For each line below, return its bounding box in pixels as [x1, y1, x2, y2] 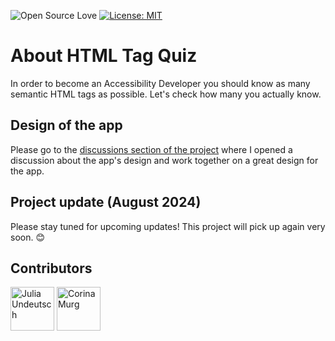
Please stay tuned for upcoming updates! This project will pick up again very [10, 220, 326, 232]
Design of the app [10, 117, 123, 134]
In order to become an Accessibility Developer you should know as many [10, 77, 311, 89]
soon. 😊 [10, 231, 46, 243]
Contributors [10, 260, 93, 277]
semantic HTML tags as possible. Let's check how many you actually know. [10, 88, 322, 100]
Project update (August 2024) [10, 194, 202, 211]
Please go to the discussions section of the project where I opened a [10, 143, 293, 155]
